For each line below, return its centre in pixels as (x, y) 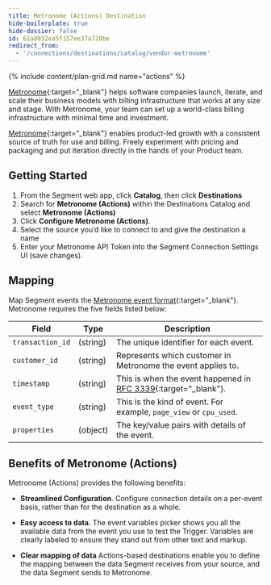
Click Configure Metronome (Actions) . (85, 221)
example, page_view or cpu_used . (177, 412)
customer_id (35, 360)
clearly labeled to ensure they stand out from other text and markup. (133, 540)
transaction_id (42, 342)
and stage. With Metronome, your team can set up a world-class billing (126, 109)
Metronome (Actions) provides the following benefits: (97, 483)
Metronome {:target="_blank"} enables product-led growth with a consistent (134, 133)
